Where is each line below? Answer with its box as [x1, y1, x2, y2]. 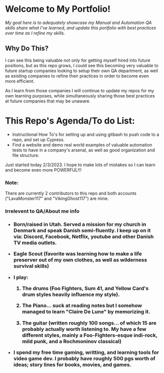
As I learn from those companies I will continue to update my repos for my [5, 87, 154, 94]
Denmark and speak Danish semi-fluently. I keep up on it [13, 227, 151, 234]
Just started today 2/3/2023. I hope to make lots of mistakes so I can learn [5, 162, 156, 168]
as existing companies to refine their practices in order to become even [5, 73, 149, 79]
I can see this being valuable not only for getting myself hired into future [5, 57, 151, 63]
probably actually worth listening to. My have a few [22, 325, 147, 332]
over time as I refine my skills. [5, 30, 65, 36]
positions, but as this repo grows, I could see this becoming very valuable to [5, 62, 159, 68]
